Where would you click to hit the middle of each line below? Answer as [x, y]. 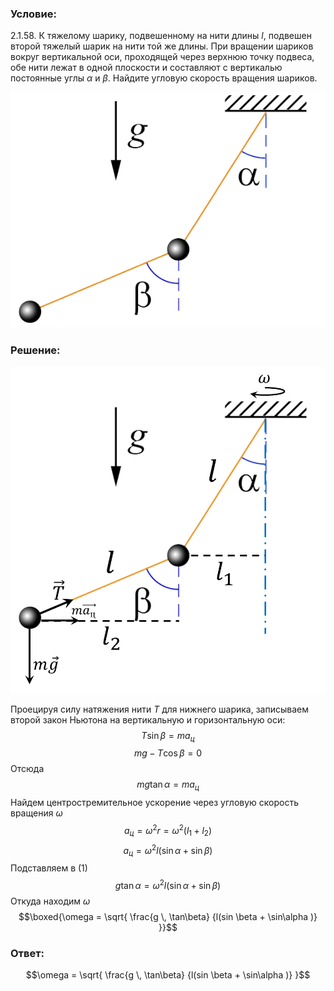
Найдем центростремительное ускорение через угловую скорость [155, 803]
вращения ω [36, 813]
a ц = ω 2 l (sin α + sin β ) [168, 850]
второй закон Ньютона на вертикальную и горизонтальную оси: [148, 719]
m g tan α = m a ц [168, 785]
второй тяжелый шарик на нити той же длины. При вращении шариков [162, 46]
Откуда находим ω [50, 901]
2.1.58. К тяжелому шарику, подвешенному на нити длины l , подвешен [161, 36]
